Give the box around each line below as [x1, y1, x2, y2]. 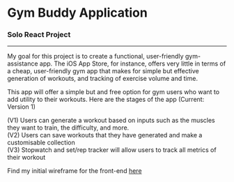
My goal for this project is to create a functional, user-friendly [7, 52, 184, 61]
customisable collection [7, 138, 75, 147]
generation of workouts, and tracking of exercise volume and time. [7, 75, 198, 83]
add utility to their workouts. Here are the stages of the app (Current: [7, 96, 205, 104]
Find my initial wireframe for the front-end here [7, 167, 142, 175]
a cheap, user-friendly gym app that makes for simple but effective [7, 67, 200, 75]
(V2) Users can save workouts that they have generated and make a [7, 131, 203, 139]
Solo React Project [7, 30, 71, 40]
